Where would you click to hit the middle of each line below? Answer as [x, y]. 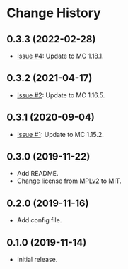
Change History [54, 13]
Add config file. [39, 220]
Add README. [37, 174]
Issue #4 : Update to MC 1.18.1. [60, 56]
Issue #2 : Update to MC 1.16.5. [61, 95]
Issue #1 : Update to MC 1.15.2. [60, 134]
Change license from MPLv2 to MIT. [69, 181]
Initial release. [37, 260]
